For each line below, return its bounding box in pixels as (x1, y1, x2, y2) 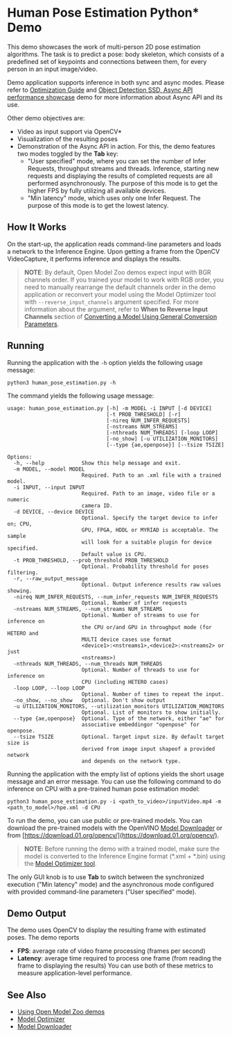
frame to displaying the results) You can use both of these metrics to (17, 961, 213, 970)
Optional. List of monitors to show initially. (81, 709, 222, 716)
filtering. (7, 569, 39, 576)
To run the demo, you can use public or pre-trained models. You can (7, 816, 202, 824)
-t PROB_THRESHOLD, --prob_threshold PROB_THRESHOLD (13, 557, 169, 564)
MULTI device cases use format (81, 636, 172, 643)
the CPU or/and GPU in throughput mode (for (81, 623, 213, 630)
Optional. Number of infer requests (81, 599, 188, 606)
